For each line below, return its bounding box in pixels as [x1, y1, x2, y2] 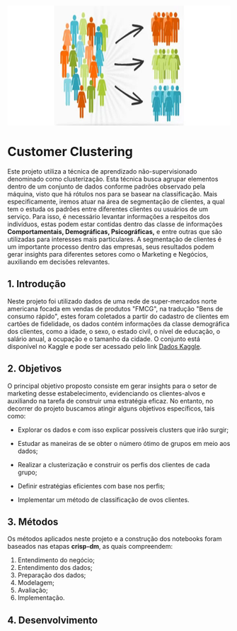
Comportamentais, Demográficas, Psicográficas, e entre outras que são [7, 227, 223, 235]
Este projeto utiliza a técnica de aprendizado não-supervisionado [7, 167, 197, 175]
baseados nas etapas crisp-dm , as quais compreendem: [7, 542, 173, 551]
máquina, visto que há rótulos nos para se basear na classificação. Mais [7, 189, 218, 198]
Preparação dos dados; [17, 571, 86, 579]
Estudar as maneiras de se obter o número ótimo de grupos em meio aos [17, 439, 231, 447]
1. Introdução [7, 278, 66, 290]
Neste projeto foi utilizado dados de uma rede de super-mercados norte [7, 296, 217, 306]
